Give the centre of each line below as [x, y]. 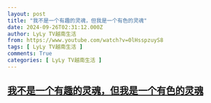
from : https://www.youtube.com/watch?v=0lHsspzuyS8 [85, 40]
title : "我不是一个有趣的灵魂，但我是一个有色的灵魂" [77, 21]
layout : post [27, 14]
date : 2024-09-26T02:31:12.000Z [55, 27]
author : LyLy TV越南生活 [42, 34]
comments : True [30, 54]
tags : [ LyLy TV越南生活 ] [45, 47]
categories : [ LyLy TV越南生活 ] [55, 60]
